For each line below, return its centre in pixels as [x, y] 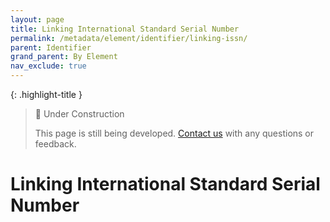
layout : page [37, 19]
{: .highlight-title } [46, 94]
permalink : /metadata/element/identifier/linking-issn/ [129, 38]
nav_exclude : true [48, 66]
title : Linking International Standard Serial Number [125, 29]
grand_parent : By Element [64, 57]
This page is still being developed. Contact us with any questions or [174, 133]
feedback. [55, 144]
